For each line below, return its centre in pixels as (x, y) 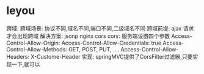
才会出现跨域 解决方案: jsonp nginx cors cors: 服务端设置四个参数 (88, 36)
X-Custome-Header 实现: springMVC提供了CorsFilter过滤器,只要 (111, 56)
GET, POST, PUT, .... (94, 49)
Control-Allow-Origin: (33, 43)
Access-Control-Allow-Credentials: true (111, 43)
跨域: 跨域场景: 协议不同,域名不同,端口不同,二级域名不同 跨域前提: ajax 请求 (100, 28)
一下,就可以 (26, 64)
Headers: (18, 56)
